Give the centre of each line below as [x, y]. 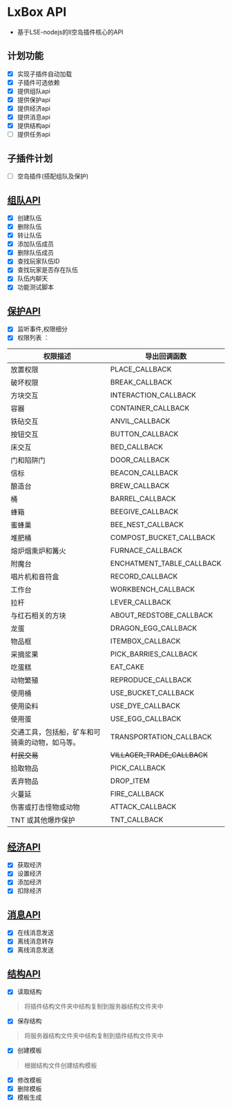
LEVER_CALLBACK [141, 603]
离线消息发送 [35, 950]
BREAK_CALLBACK [141, 382]
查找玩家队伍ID [38, 261]
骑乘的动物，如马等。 [46, 743]
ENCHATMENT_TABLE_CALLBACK [166, 563]
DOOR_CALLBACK [140, 460]
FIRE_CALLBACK [137, 794]
